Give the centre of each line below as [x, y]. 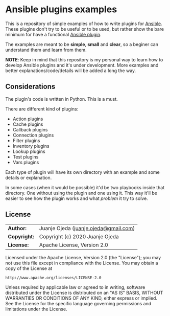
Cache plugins [28, 124]
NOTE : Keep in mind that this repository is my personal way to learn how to [84, 59]
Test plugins [26, 156]
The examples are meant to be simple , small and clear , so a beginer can [82, 44]
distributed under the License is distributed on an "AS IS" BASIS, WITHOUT [84, 292]
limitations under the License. [36, 309]
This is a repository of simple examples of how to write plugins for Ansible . [84, 24]
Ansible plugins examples [61, 9]
